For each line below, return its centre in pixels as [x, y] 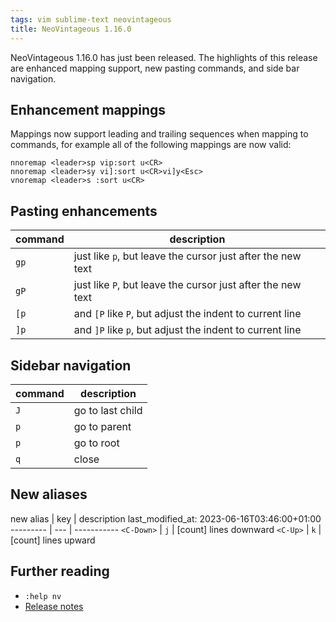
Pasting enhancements [84, 211]
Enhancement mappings [88, 109]
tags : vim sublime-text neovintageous [91, 19]
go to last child [108, 410]
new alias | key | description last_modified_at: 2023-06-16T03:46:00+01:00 [166, 518]
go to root [96, 443]
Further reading [60, 571]
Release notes [54, 606]
